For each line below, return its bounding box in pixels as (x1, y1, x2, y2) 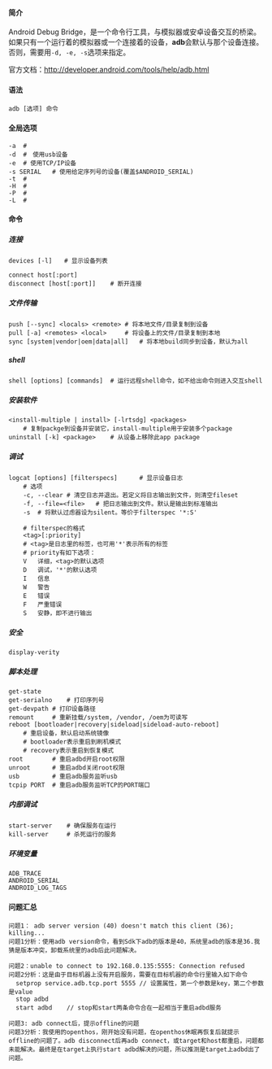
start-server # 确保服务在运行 (8, 822, 117, 830)
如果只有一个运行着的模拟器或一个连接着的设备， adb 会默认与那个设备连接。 (8, 37, 264, 47)
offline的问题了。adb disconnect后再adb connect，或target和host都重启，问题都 (8, 1037, 264, 1045)
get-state (8, 687, 42, 696)
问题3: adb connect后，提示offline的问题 (8, 1019, 140, 1028)
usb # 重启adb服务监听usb (8, 772, 118, 780)
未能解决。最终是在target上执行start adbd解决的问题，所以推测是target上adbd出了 (8, 1045, 261, 1054)
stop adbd (15, 995, 49, 1004)
